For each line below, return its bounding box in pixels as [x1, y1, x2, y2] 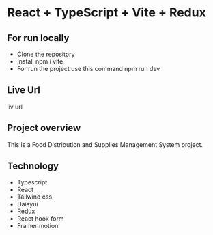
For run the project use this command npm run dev [16, 65, 160, 72]
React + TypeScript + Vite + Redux [7, 5, 206, 20]
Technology [7, 161, 59, 172]
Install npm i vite [16, 57, 63, 66]
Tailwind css [16, 193, 53, 201]
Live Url [7, 84, 41, 96]
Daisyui [16, 200, 39, 208]
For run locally [7, 32, 70, 44]
